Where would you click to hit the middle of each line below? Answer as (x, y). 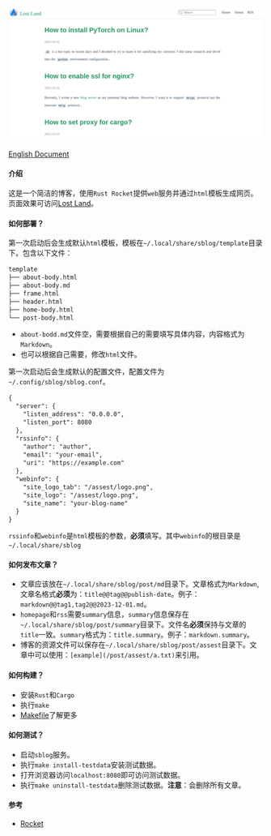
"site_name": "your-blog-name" (76, 504)
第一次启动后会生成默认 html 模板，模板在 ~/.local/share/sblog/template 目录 (135, 243)
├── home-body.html (41, 310)
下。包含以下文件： (40, 253)
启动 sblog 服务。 (47, 754)
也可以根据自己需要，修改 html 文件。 (80, 354)
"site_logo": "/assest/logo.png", (81, 495)
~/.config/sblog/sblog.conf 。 (59, 382)
